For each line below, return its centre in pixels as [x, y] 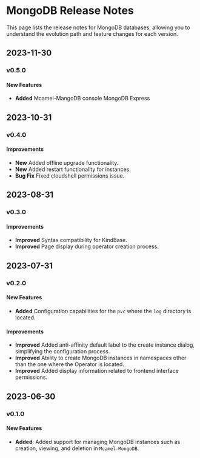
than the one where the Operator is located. [69, 364]
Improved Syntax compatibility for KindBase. [71, 240]
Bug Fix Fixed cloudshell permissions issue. [70, 175]
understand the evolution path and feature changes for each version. [92, 33]
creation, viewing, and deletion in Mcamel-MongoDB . [77, 448]
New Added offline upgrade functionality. [67, 162]
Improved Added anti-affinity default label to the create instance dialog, [105, 345]
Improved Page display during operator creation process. [87, 246]
